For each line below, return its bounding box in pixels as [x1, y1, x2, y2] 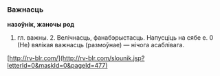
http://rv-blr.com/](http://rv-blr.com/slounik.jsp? [9, 54, 145, 62]
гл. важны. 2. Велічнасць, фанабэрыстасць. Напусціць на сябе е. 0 [16, 34, 214, 42]
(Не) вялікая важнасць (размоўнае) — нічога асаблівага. [16, 41, 184, 49]
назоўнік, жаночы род [7, 21, 75, 29]
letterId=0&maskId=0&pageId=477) [7, 62, 108, 70]
